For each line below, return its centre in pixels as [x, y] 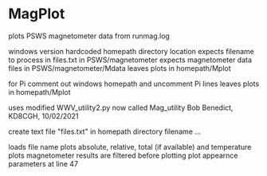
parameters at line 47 [43, 163]
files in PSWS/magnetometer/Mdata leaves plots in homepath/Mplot [120, 68]
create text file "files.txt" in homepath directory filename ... [105, 131]
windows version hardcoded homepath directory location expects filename [132, 51]
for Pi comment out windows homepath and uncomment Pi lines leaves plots [134, 84]
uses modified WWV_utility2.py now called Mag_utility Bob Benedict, [121, 108]
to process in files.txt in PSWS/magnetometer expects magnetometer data [130, 60]
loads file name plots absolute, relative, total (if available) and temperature [130, 147]
